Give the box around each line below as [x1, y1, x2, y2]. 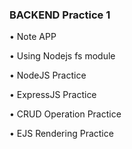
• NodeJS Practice [9, 69, 87, 82]
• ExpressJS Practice [9, 89, 97, 101]
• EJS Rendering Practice [9, 128, 114, 140]
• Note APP [9, 31, 57, 43]
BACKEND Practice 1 [9, 8, 111, 22]
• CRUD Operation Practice [9, 108, 122, 120]
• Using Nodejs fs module [9, 50, 116, 62]
